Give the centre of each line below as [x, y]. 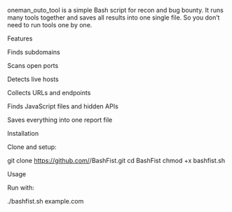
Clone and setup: [32, 147]
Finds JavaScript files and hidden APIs [63, 106]
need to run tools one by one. [50, 25]
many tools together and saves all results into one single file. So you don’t [114, 17]
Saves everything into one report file [60, 120]
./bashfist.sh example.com [46, 201]
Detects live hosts [33, 79]
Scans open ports [33, 65]
